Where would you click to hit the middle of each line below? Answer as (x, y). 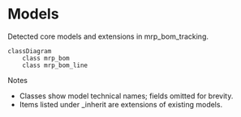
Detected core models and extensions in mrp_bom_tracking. (108, 36)
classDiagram (30, 51)
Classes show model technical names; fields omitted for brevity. (126, 96)
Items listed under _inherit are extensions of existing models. (121, 104)
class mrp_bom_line (55, 65)
